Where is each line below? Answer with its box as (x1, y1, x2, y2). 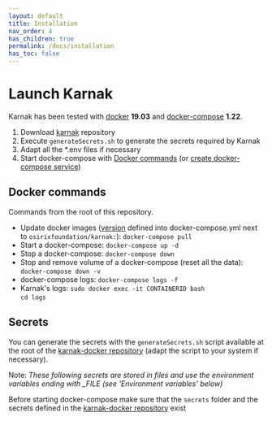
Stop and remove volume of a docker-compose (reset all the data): (19, 257, 244, 267)
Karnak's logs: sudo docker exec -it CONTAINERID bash (19, 283, 205, 293)
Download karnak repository (19, 127, 116, 137)
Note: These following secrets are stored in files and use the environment (8, 370, 254, 380)
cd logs (19, 293, 46, 302)
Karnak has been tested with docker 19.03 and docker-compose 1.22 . (8, 111, 243, 121)
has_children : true (8, 34, 75, 43)
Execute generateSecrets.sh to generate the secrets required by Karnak (19, 136, 261, 145)
